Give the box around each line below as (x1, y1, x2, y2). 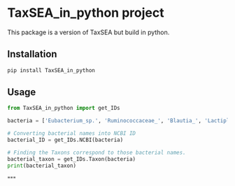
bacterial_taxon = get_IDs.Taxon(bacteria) (7, 155, 136, 162)
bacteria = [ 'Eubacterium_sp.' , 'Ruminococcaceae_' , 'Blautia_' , (7, 117, 201, 124)
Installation (7, 48, 57, 60)
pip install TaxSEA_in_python (7, 66, 96, 74)
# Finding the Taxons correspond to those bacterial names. (7, 149, 187, 156)
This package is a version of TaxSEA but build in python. (7, 28, 170, 36)
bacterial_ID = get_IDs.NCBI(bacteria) (7, 136, 124, 144)
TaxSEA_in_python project (7, 5, 164, 21)
